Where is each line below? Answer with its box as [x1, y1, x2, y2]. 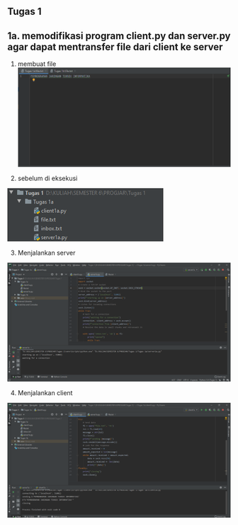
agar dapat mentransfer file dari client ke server [7, 40, 223, 52]
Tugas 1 [7, 6, 42, 18]
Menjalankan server [17, 248, 76, 257]
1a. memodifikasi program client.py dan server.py [7, 30, 231, 42]
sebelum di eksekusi [17, 174, 78, 182]
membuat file [17, 60, 57, 68]
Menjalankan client [17, 388, 73, 397]
